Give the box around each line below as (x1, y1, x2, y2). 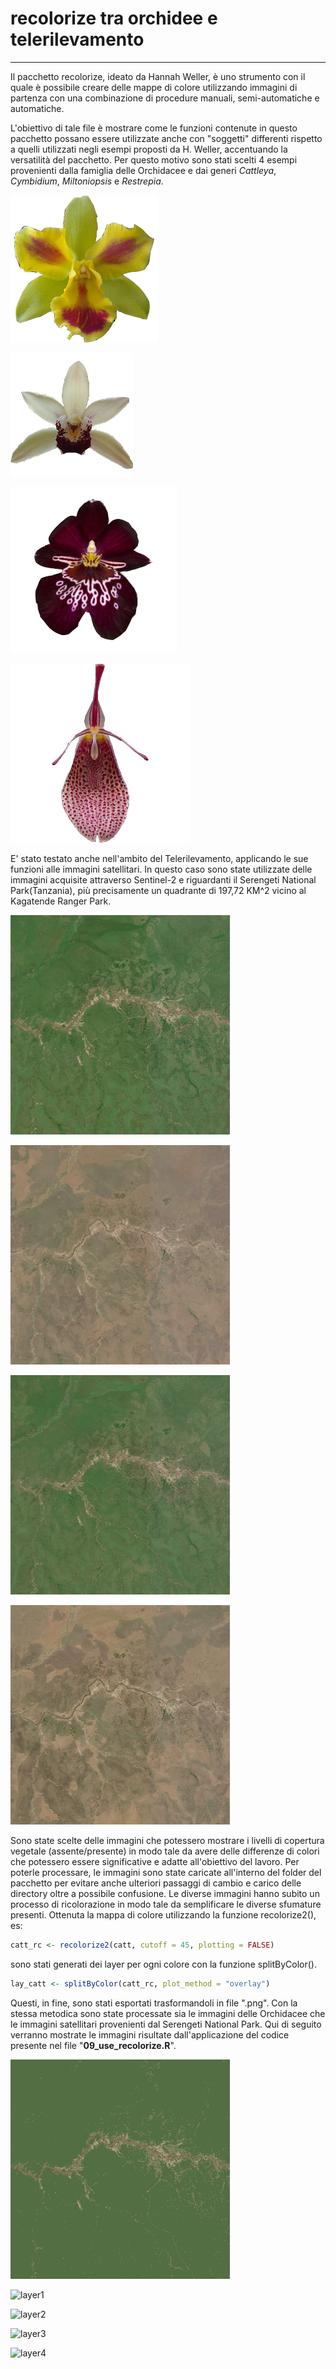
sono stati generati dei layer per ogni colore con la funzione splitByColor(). (10, 1958, 318, 1970)
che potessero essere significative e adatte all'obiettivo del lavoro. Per (10, 1855, 300, 1867)
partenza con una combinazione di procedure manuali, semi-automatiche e (10, 92, 320, 104)
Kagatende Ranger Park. (10, 895, 112, 907)
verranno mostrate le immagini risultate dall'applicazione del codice (10, 2028, 290, 2041)
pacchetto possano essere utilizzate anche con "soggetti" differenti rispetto (10, 132, 323, 144)
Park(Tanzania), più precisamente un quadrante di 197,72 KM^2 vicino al (10, 884, 307, 896)
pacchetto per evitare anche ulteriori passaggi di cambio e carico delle (10, 1877, 302, 1889)
